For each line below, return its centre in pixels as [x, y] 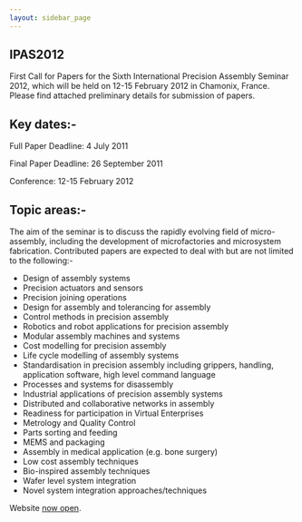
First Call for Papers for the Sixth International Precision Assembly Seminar [149, 76]
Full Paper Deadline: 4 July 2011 [69, 146]
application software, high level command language [119, 375]
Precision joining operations [74, 298]
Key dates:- [43, 124]
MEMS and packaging [64, 442]
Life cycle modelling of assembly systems [101, 356]
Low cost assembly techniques [80, 462]
